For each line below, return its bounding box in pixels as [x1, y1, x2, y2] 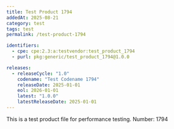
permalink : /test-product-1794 [6, 32, 86, 38]
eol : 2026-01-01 [17, 88, 59, 94]
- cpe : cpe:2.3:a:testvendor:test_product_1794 [12, 48, 136, 55]
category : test [6, 20, 45, 26]
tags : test [6, 26, 34, 32]
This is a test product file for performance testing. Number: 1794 [6, 115, 169, 122]
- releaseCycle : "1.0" [12, 71, 70, 77]
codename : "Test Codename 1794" [17, 76, 100, 82]
